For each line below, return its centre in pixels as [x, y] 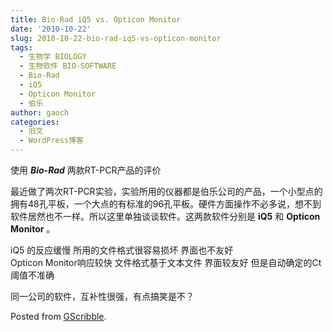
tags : [21, 47]
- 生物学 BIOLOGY [53, 57]
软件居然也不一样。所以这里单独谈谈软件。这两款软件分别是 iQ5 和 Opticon [165, 216]
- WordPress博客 [51, 141]
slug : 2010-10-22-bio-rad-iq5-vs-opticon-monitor [116, 38]
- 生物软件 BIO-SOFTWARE [68, 66]
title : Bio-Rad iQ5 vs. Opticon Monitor [96, 19]
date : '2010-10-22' [51, 29]
